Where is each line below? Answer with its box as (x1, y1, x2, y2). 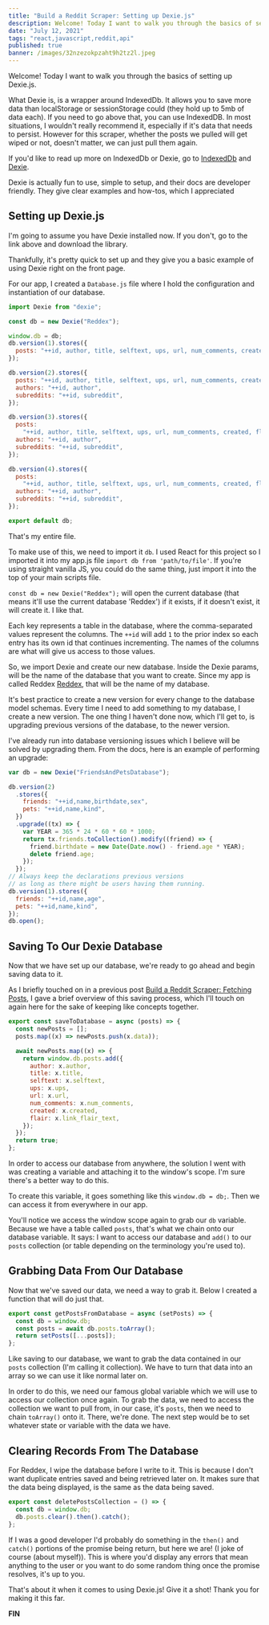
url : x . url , (29, 1092, 70, 1100)
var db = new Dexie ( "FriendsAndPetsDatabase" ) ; (8, 768, 171, 776)
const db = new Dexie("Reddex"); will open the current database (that (8, 588, 239, 598)
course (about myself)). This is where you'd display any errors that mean (8, 1552, 249, 1562)
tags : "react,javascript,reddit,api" (8, 34, 134, 43)
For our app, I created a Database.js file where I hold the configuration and (8, 279, 255, 288)
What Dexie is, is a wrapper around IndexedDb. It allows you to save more (8, 96, 252, 104)
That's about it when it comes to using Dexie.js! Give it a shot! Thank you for (8, 1584, 260, 1594)
